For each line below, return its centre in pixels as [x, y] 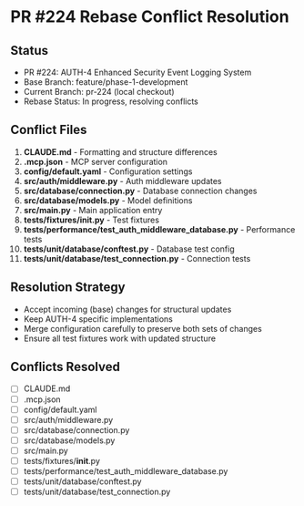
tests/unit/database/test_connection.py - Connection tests [137, 258]
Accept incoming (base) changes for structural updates [127, 309]
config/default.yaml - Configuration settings [108, 171]
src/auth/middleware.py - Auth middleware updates [122, 181]
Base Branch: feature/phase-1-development [106, 82]
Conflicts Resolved [66, 367]
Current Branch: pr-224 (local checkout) [99, 92]
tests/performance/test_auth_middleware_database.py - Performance [159, 229]
